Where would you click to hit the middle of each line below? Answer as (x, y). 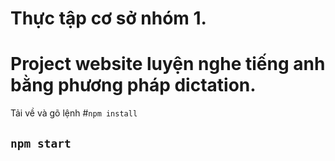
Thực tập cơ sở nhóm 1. (108, 18)
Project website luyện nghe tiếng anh (168, 64)
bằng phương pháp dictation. (133, 85)
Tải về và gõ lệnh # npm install (74, 113)
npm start (41, 143)
